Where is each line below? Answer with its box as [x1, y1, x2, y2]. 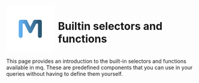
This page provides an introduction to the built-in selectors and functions [6, 58, 187, 64]
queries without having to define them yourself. [6, 70, 123, 77]
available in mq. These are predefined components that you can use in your [6, 64, 193, 71]
